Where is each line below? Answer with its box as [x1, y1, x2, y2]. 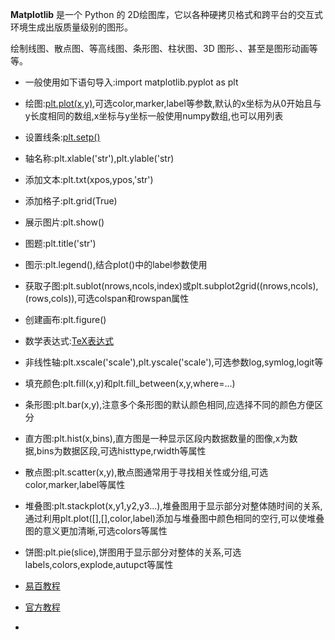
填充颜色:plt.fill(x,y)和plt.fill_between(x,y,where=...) [24, 378, 236, 389]
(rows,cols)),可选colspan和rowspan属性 [24, 293, 190, 304]
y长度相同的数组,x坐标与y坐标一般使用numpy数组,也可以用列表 [24, 110, 284, 122]
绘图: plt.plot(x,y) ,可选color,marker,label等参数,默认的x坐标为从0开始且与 [24, 98, 322, 109]
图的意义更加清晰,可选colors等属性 [24, 525, 168, 537]
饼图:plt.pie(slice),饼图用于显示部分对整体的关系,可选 [24, 546, 242, 558]
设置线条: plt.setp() [24, 131, 101, 143]
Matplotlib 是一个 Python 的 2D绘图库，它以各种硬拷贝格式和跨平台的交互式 [10, 9, 324, 20]
